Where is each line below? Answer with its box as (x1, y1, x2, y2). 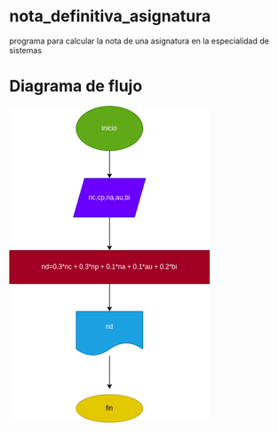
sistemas (9, 44, 43, 55)
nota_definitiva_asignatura (9, 6, 211, 27)
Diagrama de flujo (9, 76, 143, 97)
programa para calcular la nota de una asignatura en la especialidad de (9, 35, 269, 46)
